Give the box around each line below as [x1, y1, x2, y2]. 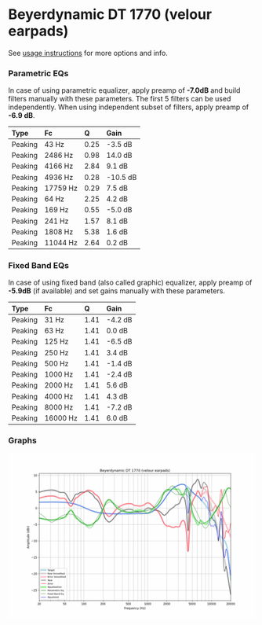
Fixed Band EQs [8, 259, 69, 270]
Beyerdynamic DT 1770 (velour [8, 6, 213, 24]
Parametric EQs [8, 68, 69, 79]
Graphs [8, 435, 37, 446]
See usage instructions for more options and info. [8, 48, 169, 57]
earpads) [8, 22, 69, 40]
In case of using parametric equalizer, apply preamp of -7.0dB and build [8, 86, 241, 95]
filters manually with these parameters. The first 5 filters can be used [8, 94, 231, 104]
